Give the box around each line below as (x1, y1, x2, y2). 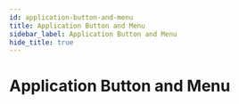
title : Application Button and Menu (9, 21, 145, 30)
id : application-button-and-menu (9, 12, 134, 22)
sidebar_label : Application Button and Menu (9, 29, 177, 38)
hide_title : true (9, 37, 74, 47)
